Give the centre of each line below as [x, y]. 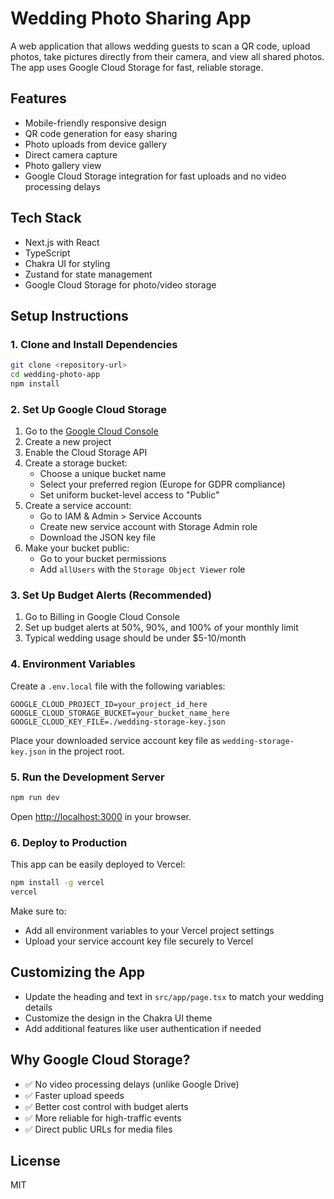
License [35, 1161]
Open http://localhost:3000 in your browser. [101, 816]
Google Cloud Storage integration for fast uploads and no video [155, 176]
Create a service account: [78, 506]
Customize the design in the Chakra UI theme [118, 1018]
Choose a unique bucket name [103, 474]
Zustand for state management [88, 274]
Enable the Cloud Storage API [86, 453]
